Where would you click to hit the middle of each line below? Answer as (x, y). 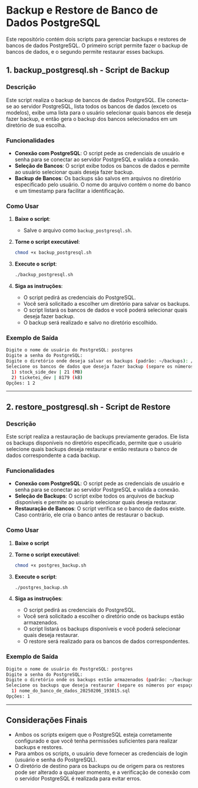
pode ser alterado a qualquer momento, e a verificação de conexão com (102, 772)
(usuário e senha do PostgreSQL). (56, 760)
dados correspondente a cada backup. (53, 456)
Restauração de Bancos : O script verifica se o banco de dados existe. (100, 509)
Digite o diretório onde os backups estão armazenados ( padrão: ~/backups (100, 680)
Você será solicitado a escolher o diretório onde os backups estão (104, 616)
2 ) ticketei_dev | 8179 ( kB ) (47, 377)
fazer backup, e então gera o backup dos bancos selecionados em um (92, 119)
